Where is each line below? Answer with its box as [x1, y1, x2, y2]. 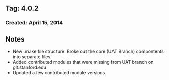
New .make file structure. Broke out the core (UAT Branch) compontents [12, 48, 164, 55]
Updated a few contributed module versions [12, 70, 105, 76]
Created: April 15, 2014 [5, 19, 63, 26]
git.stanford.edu [12, 64, 47, 70]
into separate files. [12, 54, 52, 60]
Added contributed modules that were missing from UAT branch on [12, 59, 154, 65]
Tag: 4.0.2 [5, 4, 39, 13]
